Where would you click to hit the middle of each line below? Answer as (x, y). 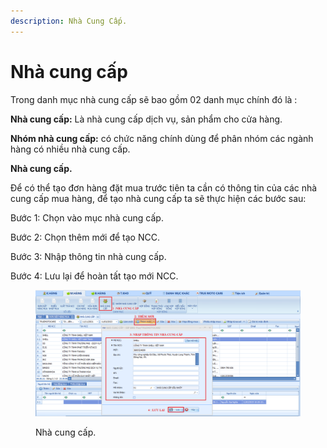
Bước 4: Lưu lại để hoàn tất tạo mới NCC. (94, 276)
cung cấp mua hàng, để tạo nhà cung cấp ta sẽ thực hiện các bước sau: (158, 198)
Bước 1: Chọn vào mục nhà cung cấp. (87, 217)
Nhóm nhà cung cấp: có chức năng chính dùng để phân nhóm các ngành (162, 138)
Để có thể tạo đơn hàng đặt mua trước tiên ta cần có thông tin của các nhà (164, 187)
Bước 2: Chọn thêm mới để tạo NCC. (85, 237)
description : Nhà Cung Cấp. (69, 21)
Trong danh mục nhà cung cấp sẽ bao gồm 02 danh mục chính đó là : (154, 99)
